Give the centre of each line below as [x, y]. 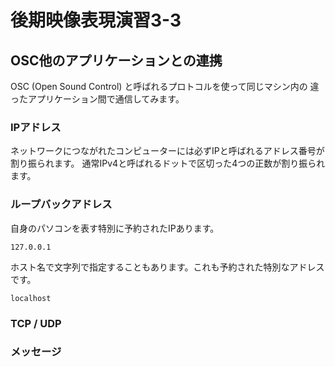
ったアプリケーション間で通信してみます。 [97, 99]
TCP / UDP [36, 323]
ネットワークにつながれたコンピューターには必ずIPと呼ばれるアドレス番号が [167, 151]
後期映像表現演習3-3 [96, 20]
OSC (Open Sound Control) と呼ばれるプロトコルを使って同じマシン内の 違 [165, 86]
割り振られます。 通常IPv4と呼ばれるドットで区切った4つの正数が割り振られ [168, 163]
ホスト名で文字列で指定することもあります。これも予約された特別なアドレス [167, 267]
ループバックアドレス [61, 204]
